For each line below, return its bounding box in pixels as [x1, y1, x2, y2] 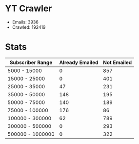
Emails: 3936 [12, 19, 39, 25]
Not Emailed [103, 59, 132, 66]
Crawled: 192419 [12, 24, 46, 30]
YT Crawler [5, 3, 52, 14]
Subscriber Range [9, 59, 53, 66]
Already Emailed [59, 59, 99, 66]
